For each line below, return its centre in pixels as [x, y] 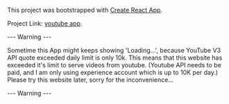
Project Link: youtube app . [45, 23]
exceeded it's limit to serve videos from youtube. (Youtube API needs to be [114, 65]
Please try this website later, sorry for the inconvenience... [91, 80]
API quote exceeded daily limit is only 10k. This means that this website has [115, 58]
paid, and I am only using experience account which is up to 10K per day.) [113, 72]
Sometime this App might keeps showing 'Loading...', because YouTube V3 [114, 50]
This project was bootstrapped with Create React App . [85, 10]
